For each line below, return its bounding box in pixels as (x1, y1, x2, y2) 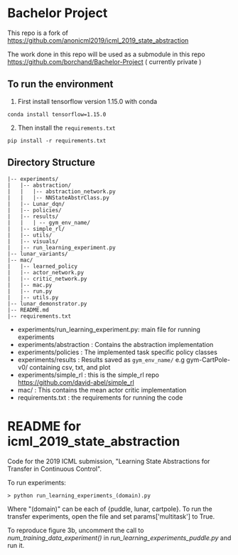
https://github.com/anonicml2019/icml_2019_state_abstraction (7, 36, 189, 44)
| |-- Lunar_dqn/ (7, 200, 65, 207)
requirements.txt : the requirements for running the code (17, 393, 183, 402)
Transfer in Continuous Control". (7, 465, 102, 473)
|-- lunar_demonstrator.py (7, 300, 87, 307)
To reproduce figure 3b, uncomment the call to (7, 526, 144, 534)
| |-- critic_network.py (7, 275, 87, 282)
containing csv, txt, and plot (29, 363, 111, 371)
